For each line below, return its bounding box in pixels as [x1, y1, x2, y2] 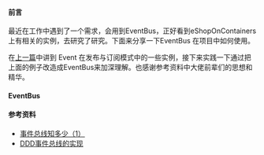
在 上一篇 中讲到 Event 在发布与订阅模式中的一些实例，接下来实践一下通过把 [8, 53, 251, 62]
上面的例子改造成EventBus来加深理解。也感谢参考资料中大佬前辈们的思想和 [8, 63, 253, 72]
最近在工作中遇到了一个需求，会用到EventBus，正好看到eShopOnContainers [8, 26, 257, 35]
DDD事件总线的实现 [19, 138, 84, 148]
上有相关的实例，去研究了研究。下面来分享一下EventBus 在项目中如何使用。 [8, 36, 255, 46]
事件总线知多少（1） [19, 129, 85, 138]
